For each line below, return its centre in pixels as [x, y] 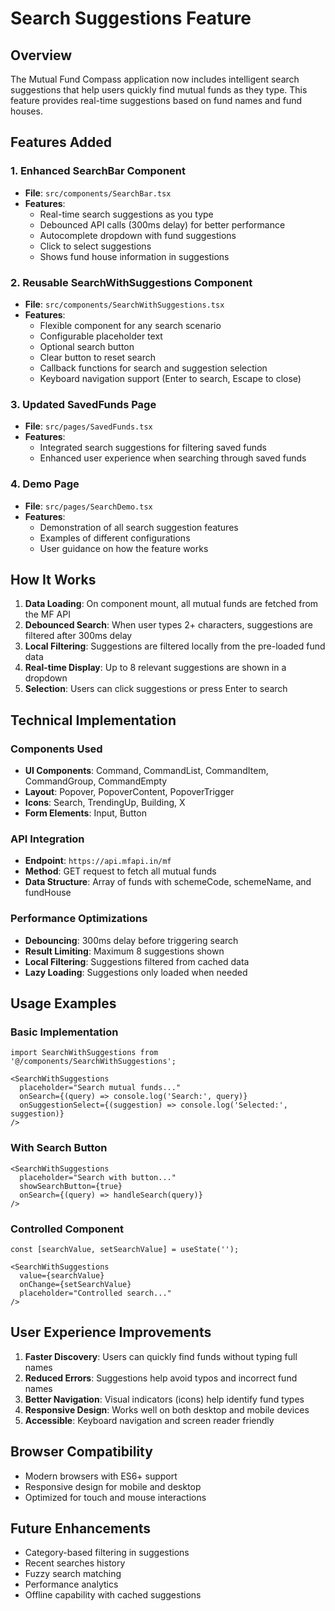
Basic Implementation [64, 1032]
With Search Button [59, 1148]
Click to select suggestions [95, 246]
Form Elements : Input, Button [85, 813]
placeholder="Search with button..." [98, 1177]
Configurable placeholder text [101, 336]
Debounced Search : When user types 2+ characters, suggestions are [168, 625]
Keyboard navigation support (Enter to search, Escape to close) [170, 378]
